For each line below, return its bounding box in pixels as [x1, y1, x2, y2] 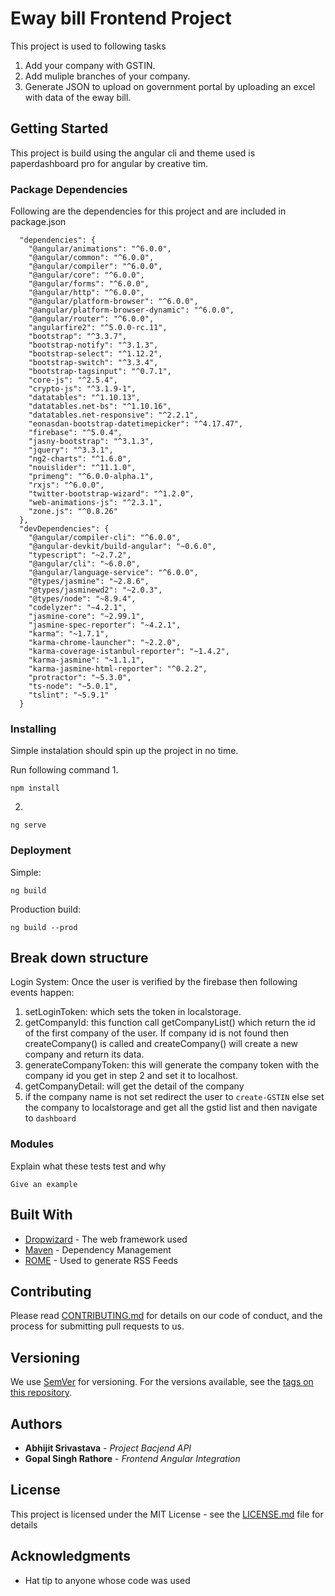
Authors [10, 1415, 63, 1432]
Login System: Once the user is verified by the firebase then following [10, 976, 298, 988]
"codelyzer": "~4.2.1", [28, 603, 128, 613]
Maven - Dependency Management [24, 1243, 172, 1256]
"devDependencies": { [19, 524, 110, 534]
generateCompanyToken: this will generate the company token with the [24, 1059, 320, 1071]
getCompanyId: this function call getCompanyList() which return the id [24, 1017, 316, 1029]
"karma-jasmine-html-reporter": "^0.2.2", [28, 664, 208, 674]
